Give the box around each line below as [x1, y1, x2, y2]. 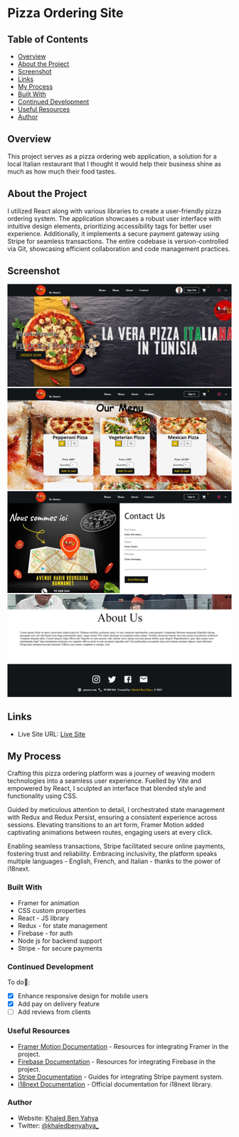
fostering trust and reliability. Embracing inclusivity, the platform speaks [7, 850, 218, 858]
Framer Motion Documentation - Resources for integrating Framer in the [17, 1042, 229, 1050]
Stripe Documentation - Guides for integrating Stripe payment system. [17, 1072, 224, 1081]
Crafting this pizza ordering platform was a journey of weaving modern [7, 769, 216, 778]
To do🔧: [7, 978, 31, 986]
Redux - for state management [17, 921, 108, 929]
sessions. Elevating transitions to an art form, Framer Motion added [7, 821, 205, 829]
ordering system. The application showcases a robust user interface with [7, 214, 222, 223]
